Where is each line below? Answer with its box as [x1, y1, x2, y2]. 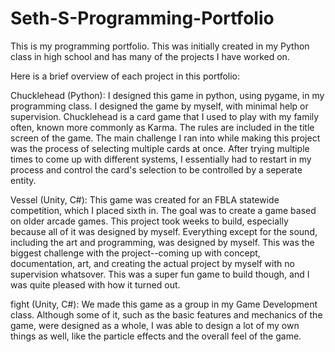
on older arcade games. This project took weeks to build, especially [10, 215, 289, 227]
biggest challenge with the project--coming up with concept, [10, 247, 261, 259]
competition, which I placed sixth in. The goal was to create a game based [10, 204, 317, 216]
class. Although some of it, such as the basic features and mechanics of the [10, 308, 323, 321]
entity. [10, 174, 37, 186]
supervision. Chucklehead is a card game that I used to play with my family [10, 110, 320, 122]
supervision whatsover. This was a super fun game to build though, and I [10, 268, 310, 280]
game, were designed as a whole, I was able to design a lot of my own [10, 319, 300, 331]
